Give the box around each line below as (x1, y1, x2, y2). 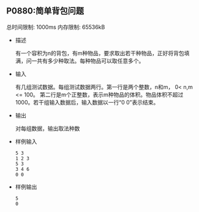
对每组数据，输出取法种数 (15, 125, 80, 132)
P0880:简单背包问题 (6, 6, 84, 17)
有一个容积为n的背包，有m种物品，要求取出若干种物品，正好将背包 (15, 49, 185, 57)
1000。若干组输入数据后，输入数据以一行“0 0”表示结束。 (15, 98, 159, 106)
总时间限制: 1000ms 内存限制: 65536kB (6, 23, 105, 31)
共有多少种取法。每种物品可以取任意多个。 (36, 57, 145, 65)
